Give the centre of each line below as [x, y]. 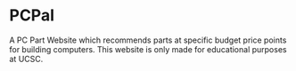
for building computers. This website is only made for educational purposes [148, 49]
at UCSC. [26, 59]
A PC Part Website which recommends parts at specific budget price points [148, 40]
